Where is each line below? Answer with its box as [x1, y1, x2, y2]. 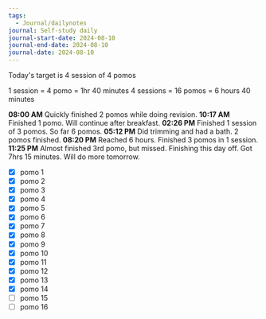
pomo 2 [19, 177, 45, 186]
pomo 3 [19, 185, 45, 195]
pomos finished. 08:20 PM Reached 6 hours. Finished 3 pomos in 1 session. [8, 135, 259, 144]
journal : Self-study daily [8, 26, 98, 34]
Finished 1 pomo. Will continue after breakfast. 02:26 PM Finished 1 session [8, 119, 257, 127]
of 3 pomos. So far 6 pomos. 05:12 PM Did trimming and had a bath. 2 [8, 126, 239, 136]
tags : [8, 11, 26, 20]
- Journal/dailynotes [15, 19, 88, 27]
